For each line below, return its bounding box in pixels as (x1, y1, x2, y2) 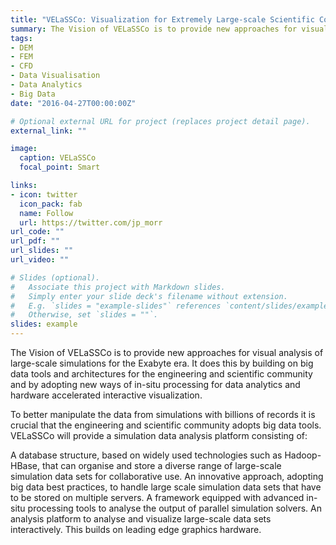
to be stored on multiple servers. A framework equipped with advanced (10, 492, 305, 503)
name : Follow (19, 208, 74, 218)
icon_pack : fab (19, 199, 83, 209)
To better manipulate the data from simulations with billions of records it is (10, 409, 316, 420)
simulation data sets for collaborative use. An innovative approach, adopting (10, 471, 324, 482)
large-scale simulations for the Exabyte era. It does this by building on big (10, 357, 314, 369)
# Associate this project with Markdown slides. (10, 282, 226, 292)
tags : (10, 33, 33, 43)
